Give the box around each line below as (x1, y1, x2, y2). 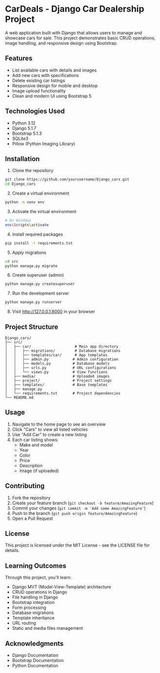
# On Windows (5, 218, 32, 223)
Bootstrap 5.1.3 (12, 130, 42, 136)
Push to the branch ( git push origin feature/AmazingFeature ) (12, 510, 138, 516)
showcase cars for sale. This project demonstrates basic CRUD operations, (5, 35, 156, 41)
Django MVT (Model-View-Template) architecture (12, 584, 111, 590)
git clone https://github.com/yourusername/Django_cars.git (5, 177, 130, 182)
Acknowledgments (5, 639, 64, 648)
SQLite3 (12, 135, 29, 142)
